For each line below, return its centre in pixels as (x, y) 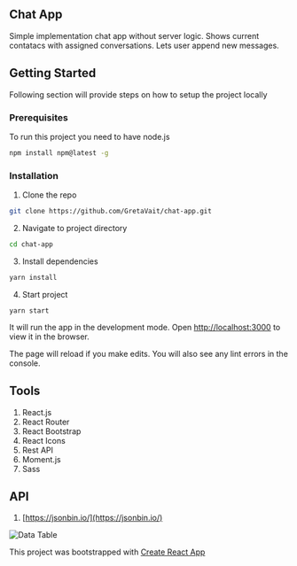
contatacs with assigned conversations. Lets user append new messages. (144, 45)
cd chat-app (31, 244)
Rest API (38, 450)
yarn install (33, 277)
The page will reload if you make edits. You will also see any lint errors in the (148, 353)
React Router (46, 422)
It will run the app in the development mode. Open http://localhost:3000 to (145, 327)
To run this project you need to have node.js (90, 136)
